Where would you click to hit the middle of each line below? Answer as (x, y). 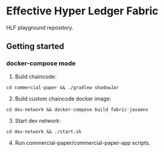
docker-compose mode (41, 63)
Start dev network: (38, 120)
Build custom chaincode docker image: (63, 98)
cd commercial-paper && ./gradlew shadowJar (63, 87)
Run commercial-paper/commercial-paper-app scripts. (83, 142)
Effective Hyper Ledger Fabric (82, 11)
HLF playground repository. (40, 28)
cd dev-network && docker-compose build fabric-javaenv (77, 110)
